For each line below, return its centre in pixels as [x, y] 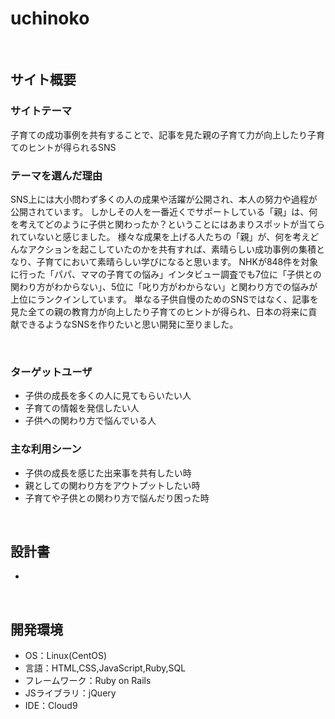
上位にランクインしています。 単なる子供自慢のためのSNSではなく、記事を [164, 299]
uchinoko [50, 18]
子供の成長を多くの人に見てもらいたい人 [108, 396]
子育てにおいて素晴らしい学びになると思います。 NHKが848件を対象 [177, 261]
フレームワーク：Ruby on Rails [88, 681]
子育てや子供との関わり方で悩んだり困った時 [117, 498]
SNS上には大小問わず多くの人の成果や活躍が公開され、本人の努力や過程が [164, 199]
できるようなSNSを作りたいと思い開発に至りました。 [128, 324]
